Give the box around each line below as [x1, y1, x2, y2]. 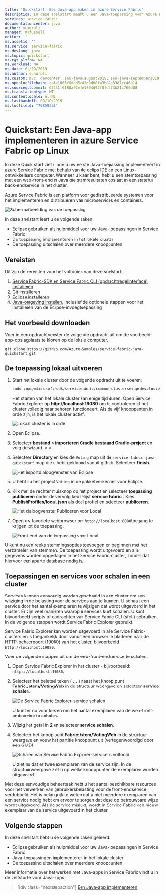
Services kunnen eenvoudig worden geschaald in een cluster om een [5, 593, 145, 599]
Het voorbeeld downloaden [5, 319, 90, 327]
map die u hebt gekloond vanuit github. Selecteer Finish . [35, 460, 151, 466]
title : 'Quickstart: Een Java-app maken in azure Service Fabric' [5, 7, 144, 12]
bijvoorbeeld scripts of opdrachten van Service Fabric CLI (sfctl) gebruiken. [5, 614, 158, 620]
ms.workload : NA [5, 62, 38, 67]
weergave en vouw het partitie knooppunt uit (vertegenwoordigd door [12, 737, 154, 743]
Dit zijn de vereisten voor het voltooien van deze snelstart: [5, 268, 123, 274]
